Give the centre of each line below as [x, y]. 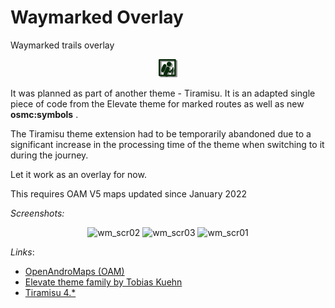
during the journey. [49, 155]
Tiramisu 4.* [50, 292]
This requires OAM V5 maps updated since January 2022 [128, 193]
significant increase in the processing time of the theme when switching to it [167, 144]
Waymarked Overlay [97, 17]
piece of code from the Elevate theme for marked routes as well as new [157, 103]
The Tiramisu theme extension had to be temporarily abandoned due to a [161, 133]
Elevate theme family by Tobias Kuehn [103, 282]
